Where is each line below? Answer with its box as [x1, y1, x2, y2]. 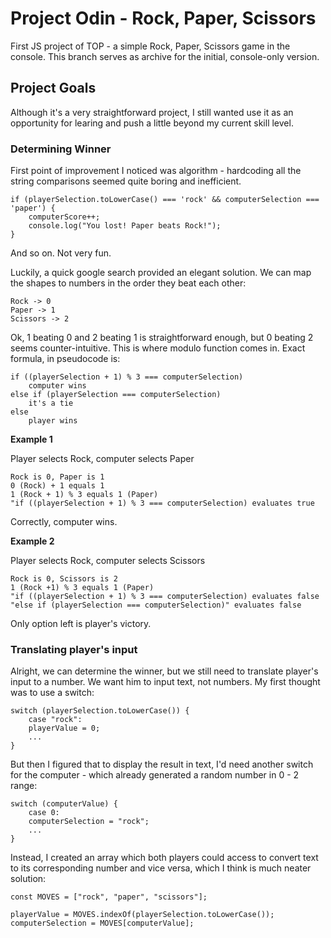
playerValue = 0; [28, 723, 101, 734]
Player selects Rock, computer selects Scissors [10, 555, 206, 567]
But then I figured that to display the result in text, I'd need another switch [10, 758, 314, 771]
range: [10, 780, 38, 792]
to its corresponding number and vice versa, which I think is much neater [10, 862, 312, 874]
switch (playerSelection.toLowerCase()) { [10, 706, 190, 716]
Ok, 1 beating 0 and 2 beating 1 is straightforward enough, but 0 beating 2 [10, 332, 314, 344]
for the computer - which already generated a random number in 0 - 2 [10, 769, 300, 781]
